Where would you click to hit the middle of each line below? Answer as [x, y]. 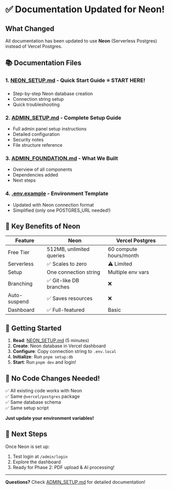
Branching [20, 284]
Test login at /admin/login [40, 456]
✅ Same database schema [33, 402]
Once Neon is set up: [28, 447]
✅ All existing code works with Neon [44, 391]
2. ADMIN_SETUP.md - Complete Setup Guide [63, 118]
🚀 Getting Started [34, 328]
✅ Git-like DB [63, 281]
